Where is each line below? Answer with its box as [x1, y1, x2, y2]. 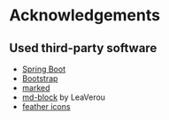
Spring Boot [21, 64, 66, 74]
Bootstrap [21, 73, 58, 84]
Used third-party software [9, 41, 157, 56]
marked [21, 83, 50, 93]
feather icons [21, 101, 71, 111]
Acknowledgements [9, 5, 161, 26]
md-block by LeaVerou [21, 92, 106, 102]
